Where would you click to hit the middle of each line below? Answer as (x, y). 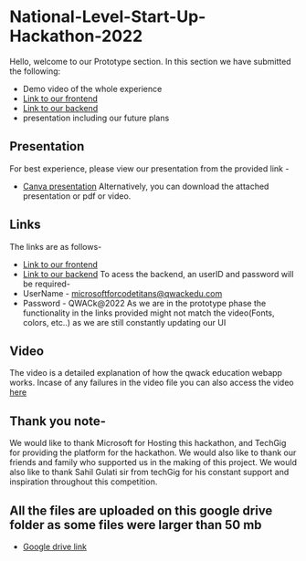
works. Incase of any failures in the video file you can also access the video (152, 383)
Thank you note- (58, 421)
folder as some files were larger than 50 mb (136, 525)
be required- (47, 284)
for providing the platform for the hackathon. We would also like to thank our (153, 452)
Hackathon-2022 (76, 36)
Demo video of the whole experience (92, 88)
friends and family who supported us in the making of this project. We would (153, 462)
